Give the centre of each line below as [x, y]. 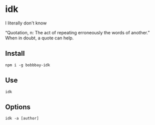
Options [18, 107]
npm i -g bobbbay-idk [28, 65]
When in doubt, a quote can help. [39, 38]
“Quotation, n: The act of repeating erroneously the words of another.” [77, 32]
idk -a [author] [22, 119]
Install [15, 54]
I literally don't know [26, 23]
